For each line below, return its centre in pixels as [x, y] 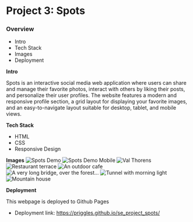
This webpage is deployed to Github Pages [58, 202]
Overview [20, 29]
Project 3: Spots [46, 11]
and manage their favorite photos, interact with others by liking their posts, [96, 89]
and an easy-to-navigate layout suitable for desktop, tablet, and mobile [91, 108]
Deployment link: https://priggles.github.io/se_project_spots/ [87, 213]
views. [14, 114]
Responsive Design [38, 149]
